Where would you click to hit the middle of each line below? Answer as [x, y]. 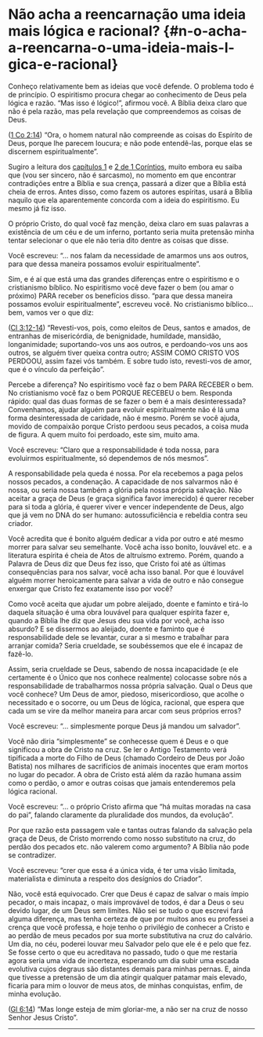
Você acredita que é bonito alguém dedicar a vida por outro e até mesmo [126, 539]
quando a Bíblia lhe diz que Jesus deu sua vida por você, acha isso [116, 620]
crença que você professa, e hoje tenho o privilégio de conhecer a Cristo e [129, 927]
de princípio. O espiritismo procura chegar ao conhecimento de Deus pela [128, 94]
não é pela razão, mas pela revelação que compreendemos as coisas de [125, 111]
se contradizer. [32, 855]
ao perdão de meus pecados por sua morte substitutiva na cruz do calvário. [130, 935]
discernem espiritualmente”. [53, 152]
